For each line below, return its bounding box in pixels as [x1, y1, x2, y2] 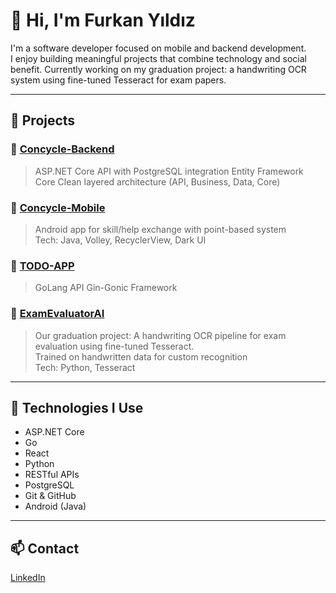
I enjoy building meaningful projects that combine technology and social [10, 52, 307, 64]
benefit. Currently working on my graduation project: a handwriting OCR [10, 63, 307, 75]
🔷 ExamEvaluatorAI [10, 307, 105, 321]
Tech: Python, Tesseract [34, 361, 136, 373]
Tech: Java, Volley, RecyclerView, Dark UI [34, 234, 207, 246]
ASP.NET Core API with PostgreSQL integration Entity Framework [34, 165, 304, 177]
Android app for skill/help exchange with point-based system [34, 223, 287, 235]
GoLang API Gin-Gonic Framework [34, 282, 178, 294]
